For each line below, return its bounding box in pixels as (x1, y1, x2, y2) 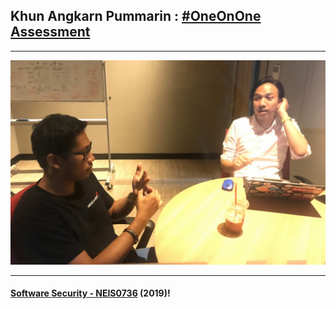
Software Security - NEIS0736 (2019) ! (10, 287, 171, 299)
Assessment (10, 24, 91, 41)
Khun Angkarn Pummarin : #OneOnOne (10, 8, 262, 25)
